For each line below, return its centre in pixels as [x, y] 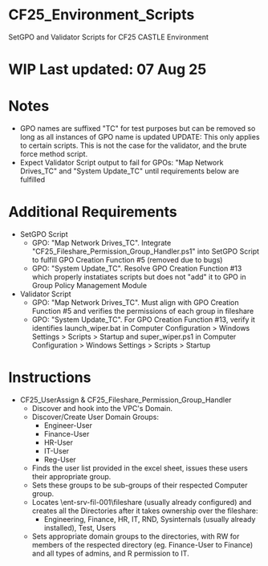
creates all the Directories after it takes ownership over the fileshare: [145, 511]
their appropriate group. [71, 476]
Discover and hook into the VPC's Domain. [102, 408]
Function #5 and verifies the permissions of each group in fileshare [143, 311]
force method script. [54, 154]
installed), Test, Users [80, 527]
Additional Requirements [93, 212]
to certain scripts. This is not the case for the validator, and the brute [133, 145]
